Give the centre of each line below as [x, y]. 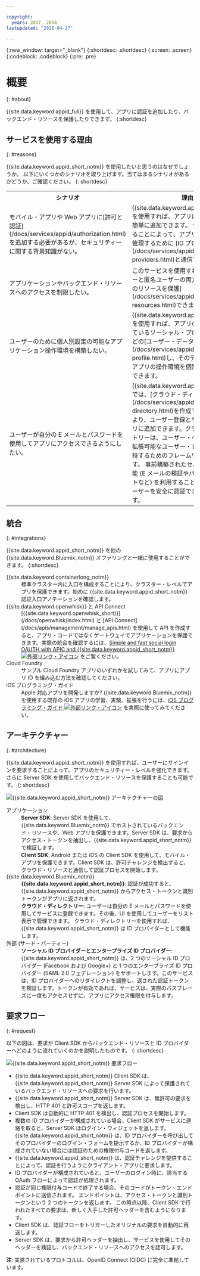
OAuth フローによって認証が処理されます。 [67, 1180]
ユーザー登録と [171, 420]
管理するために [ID [158, 243]
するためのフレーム [165, 455]
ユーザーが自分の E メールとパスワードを [66, 434]
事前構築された [166, 464]
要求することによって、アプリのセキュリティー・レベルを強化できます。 [104, 770]
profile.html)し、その [161, 358]
